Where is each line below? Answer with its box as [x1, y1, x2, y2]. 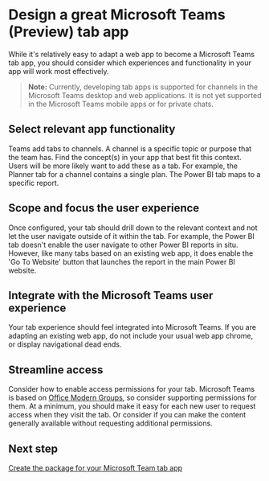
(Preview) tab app [8, 23, 129, 41]
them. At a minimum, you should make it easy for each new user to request [8, 401, 256, 411]
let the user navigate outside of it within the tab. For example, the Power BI [8, 231, 255, 240]
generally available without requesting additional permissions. [8, 418, 213, 428]
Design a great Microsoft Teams [8, 6, 226, 24]
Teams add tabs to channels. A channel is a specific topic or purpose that [8, 143, 252, 154]
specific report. [8, 178, 59, 187]
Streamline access [8, 363, 104, 376]
